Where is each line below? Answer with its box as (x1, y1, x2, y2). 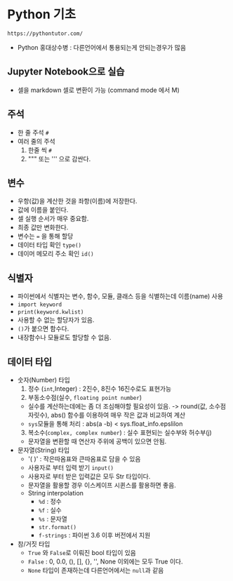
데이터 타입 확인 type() (17, 241, 82, 249)
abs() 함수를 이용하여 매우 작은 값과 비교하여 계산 (51, 411, 186, 419)
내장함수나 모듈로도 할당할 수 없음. (17, 333, 112, 342)
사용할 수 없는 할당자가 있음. (17, 316, 95, 324)
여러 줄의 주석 (17, 137, 55, 145)
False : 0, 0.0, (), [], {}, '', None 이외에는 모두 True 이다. (27, 557, 183, 566)
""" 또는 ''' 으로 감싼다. (27, 154, 91, 163)
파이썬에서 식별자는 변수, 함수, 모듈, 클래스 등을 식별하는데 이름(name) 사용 (17, 292, 223, 300)
